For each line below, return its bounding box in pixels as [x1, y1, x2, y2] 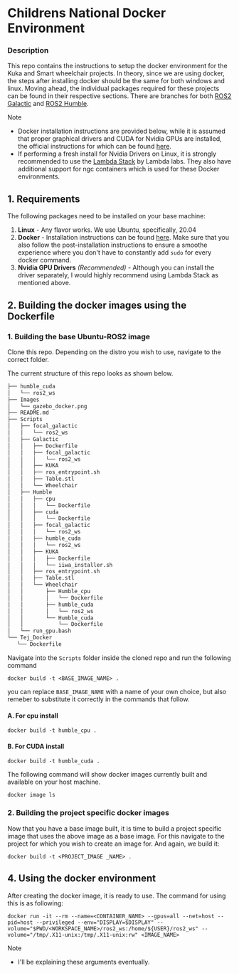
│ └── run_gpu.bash [7, 627, 72, 634]
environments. [17, 172, 60, 181]
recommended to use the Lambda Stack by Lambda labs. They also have [17, 157, 232, 166]
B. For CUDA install [7, 742, 65, 750]
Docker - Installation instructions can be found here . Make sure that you [17, 233, 230, 242]
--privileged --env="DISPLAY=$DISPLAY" [36, 919, 154, 926]
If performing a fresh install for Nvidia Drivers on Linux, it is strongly [17, 149, 217, 158]
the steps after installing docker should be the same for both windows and [7, 77, 225, 85]
